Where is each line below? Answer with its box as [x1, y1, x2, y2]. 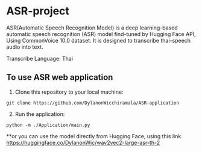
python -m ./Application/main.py [6, 122, 90, 128]
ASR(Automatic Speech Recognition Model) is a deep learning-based [6, 24, 178, 31]
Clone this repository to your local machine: [14, 88, 124, 96]
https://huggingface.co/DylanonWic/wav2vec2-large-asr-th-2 [6, 139, 160, 146]
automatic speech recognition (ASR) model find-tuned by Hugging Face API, [6, 30, 196, 37]
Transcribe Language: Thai [6, 55, 74, 62]
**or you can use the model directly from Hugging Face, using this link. [6, 132, 183, 139]
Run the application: [14, 110, 65, 118]
